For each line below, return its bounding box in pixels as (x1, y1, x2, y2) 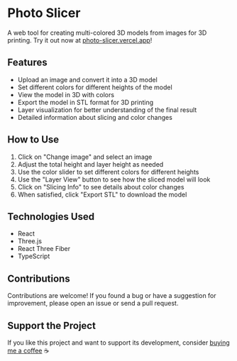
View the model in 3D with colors (17, 90, 115, 99)
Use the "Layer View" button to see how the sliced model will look (17, 175, 211, 184)
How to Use (7, 133, 60, 146)
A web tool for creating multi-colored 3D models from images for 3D (7, 28, 207, 37)
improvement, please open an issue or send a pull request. (7, 299, 179, 308)
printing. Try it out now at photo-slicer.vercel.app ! (7, 35, 153, 44)
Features (7, 57, 48, 69)
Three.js (17, 237, 43, 245)
